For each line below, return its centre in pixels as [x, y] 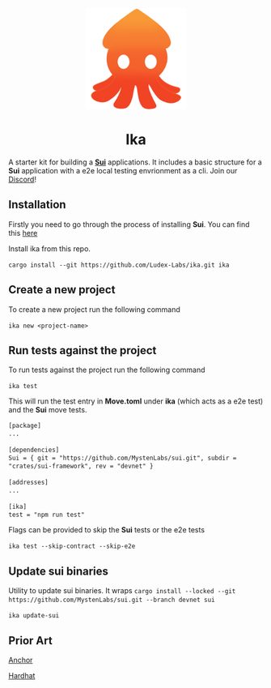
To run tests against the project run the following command [107, 370]
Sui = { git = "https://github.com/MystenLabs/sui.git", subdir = [123, 458]
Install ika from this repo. [50, 248]
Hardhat [22, 675]
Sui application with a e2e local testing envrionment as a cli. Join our [123, 170]
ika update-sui [34, 616]
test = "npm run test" [47, 515]
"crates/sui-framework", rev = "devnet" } [81, 466]
